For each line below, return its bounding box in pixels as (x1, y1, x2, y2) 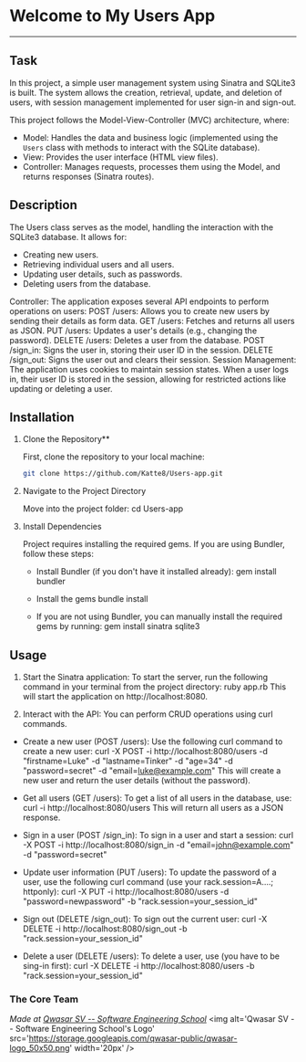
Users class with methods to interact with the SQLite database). (22, 142, 260, 152)
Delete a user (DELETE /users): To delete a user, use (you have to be (22, 951, 280, 962)
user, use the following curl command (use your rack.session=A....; (22, 877, 274, 888)
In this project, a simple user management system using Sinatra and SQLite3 (9, 77, 296, 88)
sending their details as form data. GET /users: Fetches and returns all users (9, 315, 295, 326)
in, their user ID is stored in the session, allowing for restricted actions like (9, 373, 287, 384)
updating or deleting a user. (9, 383, 113, 394)
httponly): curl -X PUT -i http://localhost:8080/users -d (22, 887, 229, 898)
